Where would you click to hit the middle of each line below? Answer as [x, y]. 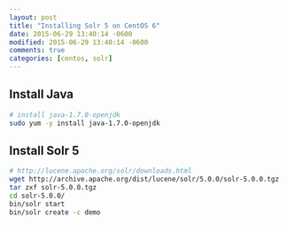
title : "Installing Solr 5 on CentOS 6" [85, 26]
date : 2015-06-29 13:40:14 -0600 [71, 34]
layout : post [33, 17]
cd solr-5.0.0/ [37, 196]
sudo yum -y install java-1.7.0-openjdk [85, 123]
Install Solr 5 [44, 150]
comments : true [37, 50]
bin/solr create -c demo [55, 212]
